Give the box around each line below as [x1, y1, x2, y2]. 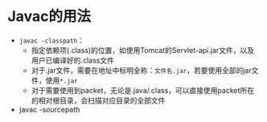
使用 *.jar [45, 75, 78, 85]
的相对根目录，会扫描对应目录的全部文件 [31, 96, 166, 105]
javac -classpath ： [18, 35, 85, 45]
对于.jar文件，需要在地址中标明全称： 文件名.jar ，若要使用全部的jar [31, 65, 252, 75]
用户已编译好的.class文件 [31, 55, 114, 65]
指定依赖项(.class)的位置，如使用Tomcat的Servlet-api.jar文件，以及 [31, 45, 255, 55]
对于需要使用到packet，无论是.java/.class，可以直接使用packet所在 [31, 85, 255, 95]
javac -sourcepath [18, 104, 80, 114]
